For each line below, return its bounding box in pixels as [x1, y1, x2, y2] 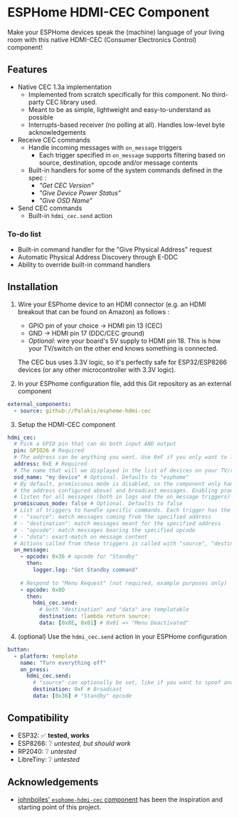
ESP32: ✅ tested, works [17, 731, 90, 740]
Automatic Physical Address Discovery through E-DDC [17, 253, 179, 262]
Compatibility [7, 712, 69, 724]
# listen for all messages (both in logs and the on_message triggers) [14, 493, 231, 501]
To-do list [7, 229, 41, 239]
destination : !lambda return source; [38, 613, 152, 620]
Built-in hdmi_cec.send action [28, 211, 112, 219]
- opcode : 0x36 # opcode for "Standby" [20, 553, 139, 560]
